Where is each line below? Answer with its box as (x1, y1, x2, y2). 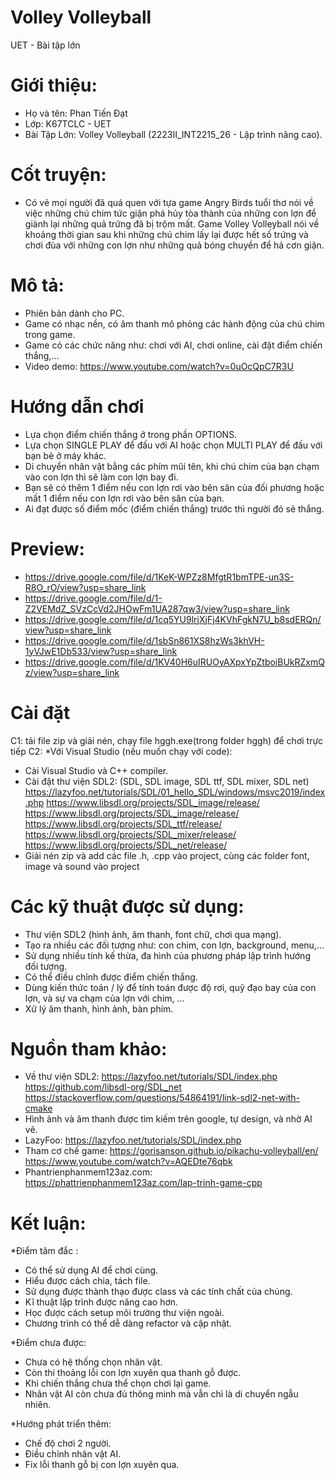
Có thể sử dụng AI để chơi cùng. (24, 1264, 159, 1276)
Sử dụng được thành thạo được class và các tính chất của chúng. (24, 1286, 293, 1298)
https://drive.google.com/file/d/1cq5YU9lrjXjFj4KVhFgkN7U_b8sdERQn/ (24, 613, 322, 625)
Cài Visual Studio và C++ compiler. (24, 764, 169, 776)
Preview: (10, 537, 85, 560)
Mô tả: (10, 274, 65, 296)
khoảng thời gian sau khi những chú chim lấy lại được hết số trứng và (24, 228, 309, 240)
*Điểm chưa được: (10, 1337, 87, 1349)
